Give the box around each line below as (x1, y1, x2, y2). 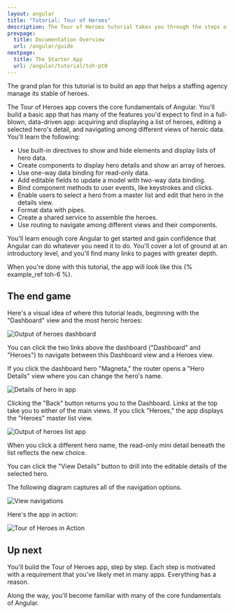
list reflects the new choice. (7, 449, 87, 457)
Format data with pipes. (17, 205, 86, 214)
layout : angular (7, 10, 55, 18)
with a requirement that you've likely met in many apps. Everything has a (7, 571, 217, 579)
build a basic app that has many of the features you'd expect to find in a (7, 110, 215, 118)
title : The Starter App (13, 56, 83, 63)
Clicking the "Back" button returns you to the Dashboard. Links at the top (7, 399, 218, 407)
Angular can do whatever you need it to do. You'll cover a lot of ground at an (7, 241, 227, 250)
